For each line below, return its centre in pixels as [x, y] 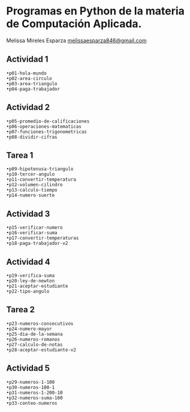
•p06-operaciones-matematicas [44, 126]
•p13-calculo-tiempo [32, 190]
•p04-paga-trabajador [33, 89]
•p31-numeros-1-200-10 [34, 392]
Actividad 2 [28, 107]
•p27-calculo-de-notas [34, 344]
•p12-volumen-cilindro [34, 185]
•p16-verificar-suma [32, 233]
